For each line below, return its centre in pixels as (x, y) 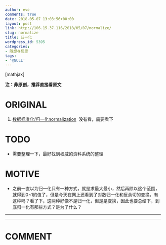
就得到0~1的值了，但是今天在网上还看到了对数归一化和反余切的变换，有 (85, 195)
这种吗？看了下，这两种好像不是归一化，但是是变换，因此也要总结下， (84, 201)
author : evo (17, 10)
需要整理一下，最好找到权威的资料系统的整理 (58, 154)
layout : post (19, 24)
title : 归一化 (19, 38)
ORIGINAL (26, 105)
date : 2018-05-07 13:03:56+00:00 (40, 19)
